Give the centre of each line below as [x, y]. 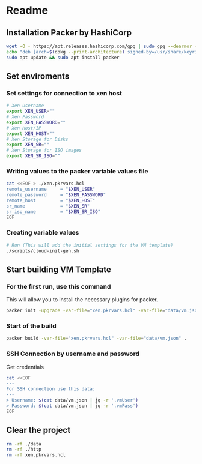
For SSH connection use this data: [51, 389]
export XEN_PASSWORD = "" [36, 122]
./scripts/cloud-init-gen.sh [43, 251]
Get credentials [25, 367]
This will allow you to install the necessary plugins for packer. [82, 300]
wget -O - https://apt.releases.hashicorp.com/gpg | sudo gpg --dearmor [99, 46]
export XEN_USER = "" [31, 112]
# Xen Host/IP [24, 128]
